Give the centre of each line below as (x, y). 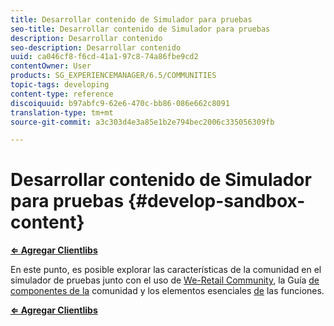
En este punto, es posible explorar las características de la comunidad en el (166, 270)
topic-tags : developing (60, 85)
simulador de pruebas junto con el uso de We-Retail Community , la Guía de (165, 280)
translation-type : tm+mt (62, 112)
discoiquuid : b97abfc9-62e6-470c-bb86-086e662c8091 (120, 103)
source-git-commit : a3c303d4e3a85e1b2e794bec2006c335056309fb (142, 122)
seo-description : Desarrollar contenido (96, 47)
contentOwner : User (51, 66)
